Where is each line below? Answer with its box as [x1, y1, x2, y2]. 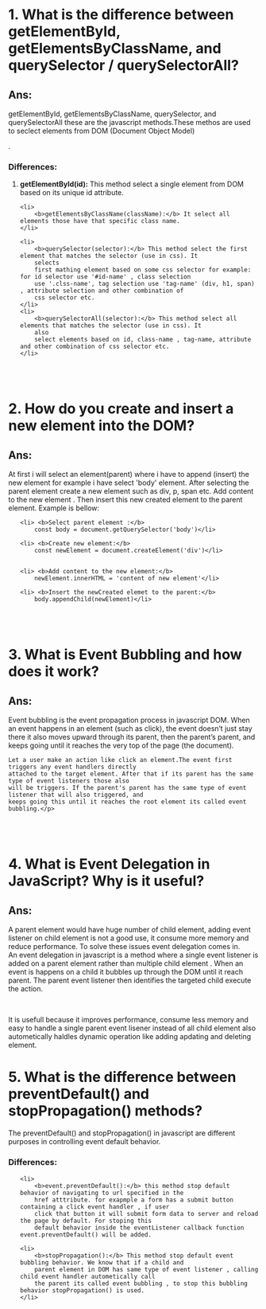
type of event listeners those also [8, 777, 129, 785]
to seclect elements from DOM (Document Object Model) [8, 126, 195, 135]
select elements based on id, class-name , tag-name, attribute [34, 336, 252, 344]
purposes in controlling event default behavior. [8, 1137, 161, 1147]
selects [34, 259, 60, 268]
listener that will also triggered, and [8, 791, 145, 799]
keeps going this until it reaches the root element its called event [8, 798, 247, 806]
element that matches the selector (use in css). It [19, 252, 199, 260]
